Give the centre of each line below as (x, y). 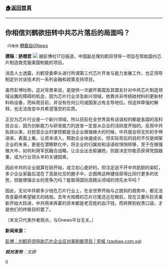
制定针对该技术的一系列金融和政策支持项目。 (51, 79)
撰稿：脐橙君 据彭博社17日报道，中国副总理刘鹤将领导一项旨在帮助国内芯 (83, 56)
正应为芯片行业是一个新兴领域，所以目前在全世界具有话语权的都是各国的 (79, 119)
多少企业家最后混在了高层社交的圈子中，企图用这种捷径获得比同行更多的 (79, 174)
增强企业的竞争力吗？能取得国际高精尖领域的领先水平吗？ (81, 180)
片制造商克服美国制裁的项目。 (36, 62)
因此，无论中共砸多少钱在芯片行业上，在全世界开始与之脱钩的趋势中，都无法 (84, 190)
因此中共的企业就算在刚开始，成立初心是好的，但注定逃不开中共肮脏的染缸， (84, 167)
